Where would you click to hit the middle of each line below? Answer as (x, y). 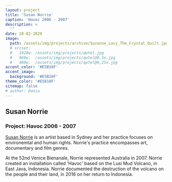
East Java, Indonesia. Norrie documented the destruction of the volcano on (84, 169)
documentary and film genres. (37, 148)
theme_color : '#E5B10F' (31, 81)
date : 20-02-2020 (24, 34)
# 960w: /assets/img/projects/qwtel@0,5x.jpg (63, 58)
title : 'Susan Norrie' (29, 15)
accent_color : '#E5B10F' (32, 67)
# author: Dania (23, 91)
